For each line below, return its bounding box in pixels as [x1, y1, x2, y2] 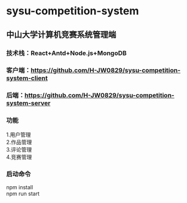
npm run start [6, 190, 40, 197]
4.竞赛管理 [6, 153, 32, 161]
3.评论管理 [6, 146, 32, 153]
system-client [6, 74, 48, 82]
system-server [6, 99, 51, 107]
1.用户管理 [6, 131, 31, 138]
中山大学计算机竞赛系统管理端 [6, 29, 117, 39]
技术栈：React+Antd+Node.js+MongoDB [6, 49, 127, 57]
